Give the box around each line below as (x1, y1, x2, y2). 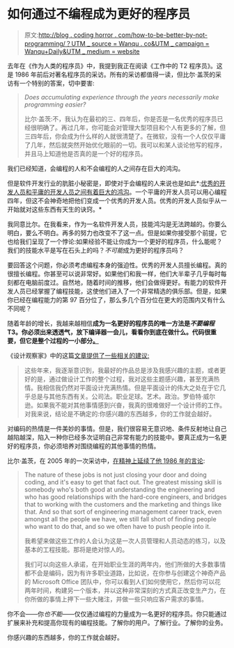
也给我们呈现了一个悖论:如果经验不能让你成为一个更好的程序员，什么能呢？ (7, 237, 223, 246)
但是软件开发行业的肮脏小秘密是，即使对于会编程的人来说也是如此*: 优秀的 (7, 179, 220, 187)
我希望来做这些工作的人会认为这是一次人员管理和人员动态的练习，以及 (24, 537, 226, 545)
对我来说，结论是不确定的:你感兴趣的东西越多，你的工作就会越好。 (24, 409, 216, 418)
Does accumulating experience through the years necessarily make (24, 93, 219, 101)
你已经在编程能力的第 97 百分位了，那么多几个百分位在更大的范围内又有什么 (7, 295, 226, 303)
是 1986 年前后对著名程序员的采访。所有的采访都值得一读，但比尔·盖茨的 (7, 70, 216, 79)
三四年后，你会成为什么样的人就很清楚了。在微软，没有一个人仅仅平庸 (24, 132, 226, 140)
